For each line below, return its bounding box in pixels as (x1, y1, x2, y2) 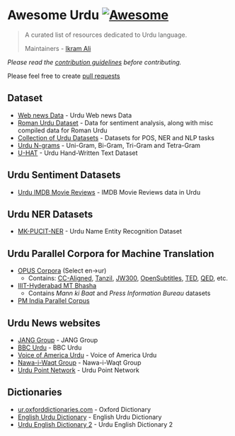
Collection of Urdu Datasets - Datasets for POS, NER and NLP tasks (17, 133, 214, 142)
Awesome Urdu (7, 7, 100, 23)
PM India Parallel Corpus (17, 297, 90, 305)
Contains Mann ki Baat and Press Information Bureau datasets (28, 289, 211, 297)
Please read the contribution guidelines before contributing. (7, 57, 182, 67)
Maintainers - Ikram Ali (24, 44, 91, 52)
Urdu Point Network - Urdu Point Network (17, 366, 140, 374)
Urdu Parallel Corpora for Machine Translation (7, 248, 214, 260)
